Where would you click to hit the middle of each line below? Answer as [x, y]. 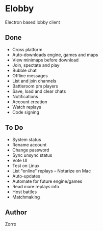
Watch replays [27, 107]
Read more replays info [36, 186]
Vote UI [20, 160]
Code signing [26, 112]
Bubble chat [24, 70]
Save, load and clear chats [39, 91]
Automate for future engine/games [47, 181]
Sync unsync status [32, 155]
